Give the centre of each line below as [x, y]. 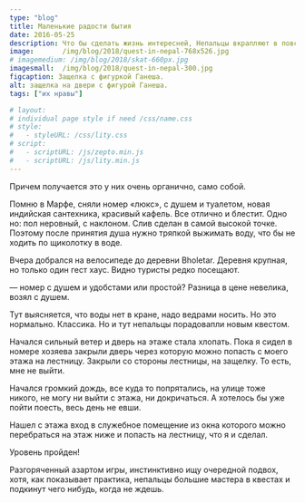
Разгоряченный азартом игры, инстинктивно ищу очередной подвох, [144, 469]
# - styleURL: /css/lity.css [69, 135]
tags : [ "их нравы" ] [46, 93]
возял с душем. [39, 296]
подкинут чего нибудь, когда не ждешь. [87, 488]
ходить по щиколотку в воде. [66, 242]
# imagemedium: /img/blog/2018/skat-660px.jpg [99, 60]
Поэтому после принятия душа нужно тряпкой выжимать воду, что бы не [152, 233]
